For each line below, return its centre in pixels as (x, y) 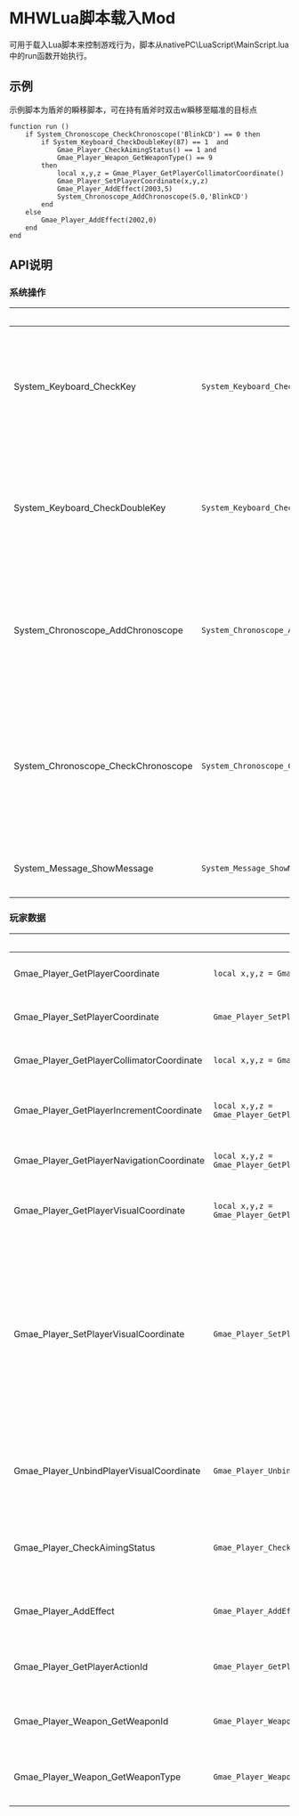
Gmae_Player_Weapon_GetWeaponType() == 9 (135, 158)
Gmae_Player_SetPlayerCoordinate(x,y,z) (133, 181)
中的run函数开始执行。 (50, 55)
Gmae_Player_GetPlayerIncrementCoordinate (108, 1110)
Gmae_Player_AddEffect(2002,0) (99, 220)
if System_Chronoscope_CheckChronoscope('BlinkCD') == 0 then (143, 134)
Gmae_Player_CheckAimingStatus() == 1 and (137, 150)
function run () (39, 126)
